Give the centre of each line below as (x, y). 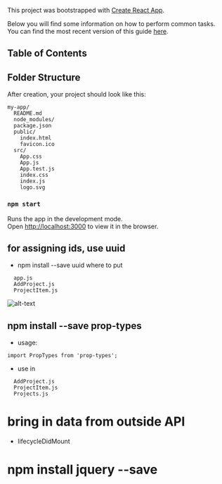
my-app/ (19, 107)
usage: (27, 343)
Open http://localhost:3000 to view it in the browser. (83, 226)
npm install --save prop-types (74, 326)
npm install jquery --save (83, 470)
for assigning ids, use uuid (66, 248)
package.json (33, 126)
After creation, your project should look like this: (77, 94)
